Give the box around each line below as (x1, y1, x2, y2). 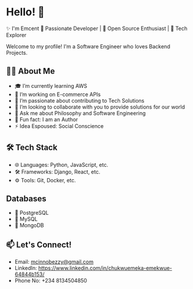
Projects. (6, 49, 28, 56)
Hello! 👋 (6, 5, 45, 19)
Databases (6, 193, 47, 203)
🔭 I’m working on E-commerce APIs (14, 91, 101, 98)
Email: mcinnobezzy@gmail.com (14, 258, 94, 265)
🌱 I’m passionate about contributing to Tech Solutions (14, 97, 145, 104)
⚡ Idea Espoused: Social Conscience (14, 122, 104, 129)
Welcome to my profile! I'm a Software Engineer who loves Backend (6, 42, 171, 50)
